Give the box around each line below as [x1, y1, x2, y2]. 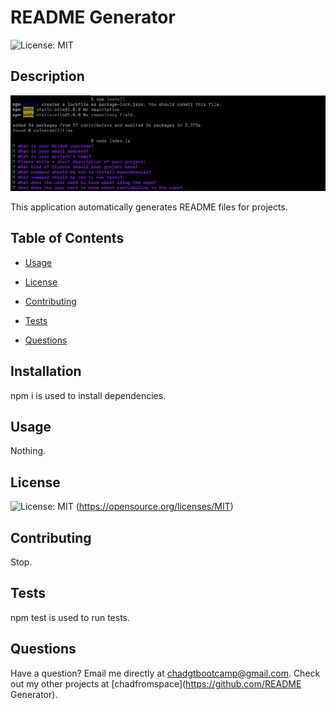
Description [10, 68, 85, 85]
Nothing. [10, 445, 47, 457]
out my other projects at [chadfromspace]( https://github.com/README [10, 677, 302, 690]
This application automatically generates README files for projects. [10, 201, 288, 213]
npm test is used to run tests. [10, 611, 131, 623]
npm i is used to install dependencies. [10, 389, 167, 401]
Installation [10, 363, 82, 380]
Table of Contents [10, 230, 125, 247]
